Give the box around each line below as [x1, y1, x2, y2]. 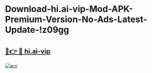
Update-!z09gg [5, 24, 69, 35]
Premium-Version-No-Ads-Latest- [5, 14, 148, 25]
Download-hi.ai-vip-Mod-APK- [5, 3, 133, 15]
